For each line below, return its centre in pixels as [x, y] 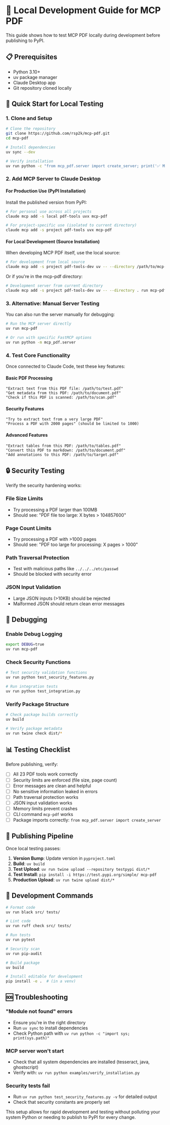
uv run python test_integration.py [43, 691]
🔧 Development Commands [49, 896]
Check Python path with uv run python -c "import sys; [71, 1033]
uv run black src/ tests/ [33, 912]
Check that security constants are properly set [61, 1102]
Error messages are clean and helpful [52, 786]
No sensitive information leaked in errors [55, 791]
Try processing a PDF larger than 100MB [55, 510]
